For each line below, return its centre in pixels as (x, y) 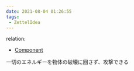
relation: (16, 39)
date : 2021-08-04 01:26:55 (39, 11)
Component (29, 50)
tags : (13, 17)
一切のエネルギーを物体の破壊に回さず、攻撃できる (67, 62)
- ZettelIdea (25, 22)
